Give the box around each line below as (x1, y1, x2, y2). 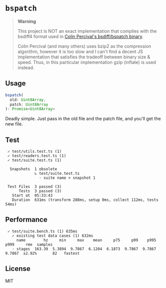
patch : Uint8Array (10, 102, 49, 107)
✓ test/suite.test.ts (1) (7, 158, 62, 163)
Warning (17, 18, 36, 24)
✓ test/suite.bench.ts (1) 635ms (7, 229, 78, 234)
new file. (5, 121, 23, 127)
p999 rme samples (5, 242, 53, 247)
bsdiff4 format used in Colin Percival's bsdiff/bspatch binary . (17, 33, 143, 39)
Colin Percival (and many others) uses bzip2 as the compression (17, 43, 151, 49)
